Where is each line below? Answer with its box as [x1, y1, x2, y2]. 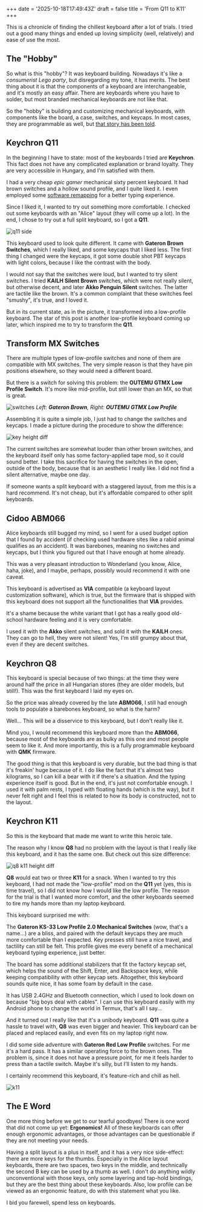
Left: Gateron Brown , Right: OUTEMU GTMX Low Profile [36, 404, 177, 411]
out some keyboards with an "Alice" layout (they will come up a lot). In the [6, 209, 190, 217]
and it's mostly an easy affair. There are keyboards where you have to [6, 89, 180, 96]
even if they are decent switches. [6, 641, 89, 648]
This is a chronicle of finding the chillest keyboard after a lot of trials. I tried [6, 24, 193, 30]
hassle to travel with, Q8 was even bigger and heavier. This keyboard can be [6, 1022, 197, 1030]
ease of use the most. [6, 36, 60, 43]
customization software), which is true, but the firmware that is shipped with [6, 591, 196, 599]
